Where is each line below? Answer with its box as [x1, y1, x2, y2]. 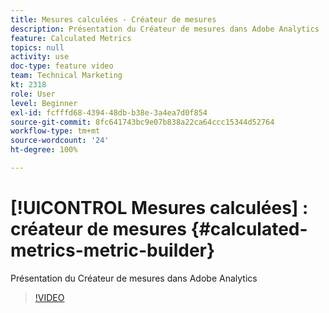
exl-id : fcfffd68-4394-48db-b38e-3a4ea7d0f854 [10, 107, 208, 118]
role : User [10, 89, 56, 99]
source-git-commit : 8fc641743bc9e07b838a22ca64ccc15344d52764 [10, 117, 275, 127]
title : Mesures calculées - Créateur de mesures [10, 14, 217, 25]
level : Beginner [10, 98, 78, 108]
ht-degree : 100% [10, 145, 78, 155]
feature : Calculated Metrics [10, 33, 132, 43]
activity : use [10, 52, 70, 62]
